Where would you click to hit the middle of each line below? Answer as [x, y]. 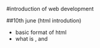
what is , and [31, 39]
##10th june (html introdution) [44, 20]
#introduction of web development [50, 9]
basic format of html [41, 32]
